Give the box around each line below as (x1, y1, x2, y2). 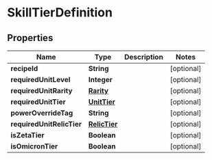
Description (124, 53, 163, 62)
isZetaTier (10, 131, 45, 139)
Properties (7, 32, 54, 44)
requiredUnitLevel (10, 75, 71, 84)
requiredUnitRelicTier (10, 120, 82, 129)
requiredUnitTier (10, 97, 67, 107)
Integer (88, 75, 113, 84)
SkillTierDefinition (7, 5, 113, 21)
